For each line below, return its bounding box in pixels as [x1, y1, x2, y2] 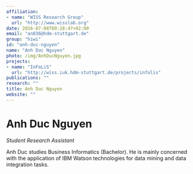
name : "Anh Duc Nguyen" [6, 48, 66, 53]
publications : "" [6, 75, 49, 81]
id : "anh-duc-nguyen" [6, 42, 60, 48]
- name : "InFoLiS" [6, 64, 52, 70]
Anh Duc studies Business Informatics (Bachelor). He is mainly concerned [6, 148, 188, 155]
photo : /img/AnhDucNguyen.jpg [6, 53, 82, 59]
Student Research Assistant [6, 137, 74, 144]
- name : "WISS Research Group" [6, 14, 84, 20]
